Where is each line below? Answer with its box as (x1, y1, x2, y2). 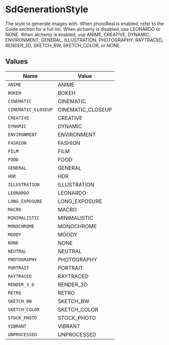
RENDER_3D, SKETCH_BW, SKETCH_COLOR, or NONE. (5, 42, 121, 48)
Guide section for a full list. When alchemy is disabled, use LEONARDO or (5, 26, 161, 32)
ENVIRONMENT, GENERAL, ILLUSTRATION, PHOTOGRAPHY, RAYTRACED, (5, 37, 163, 43)
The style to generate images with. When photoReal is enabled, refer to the (5, 21, 164, 27)
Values (5, 57, 28, 66)
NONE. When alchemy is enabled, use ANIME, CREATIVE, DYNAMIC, (5, 31, 151, 37)
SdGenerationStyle (5, 4, 88, 15)
